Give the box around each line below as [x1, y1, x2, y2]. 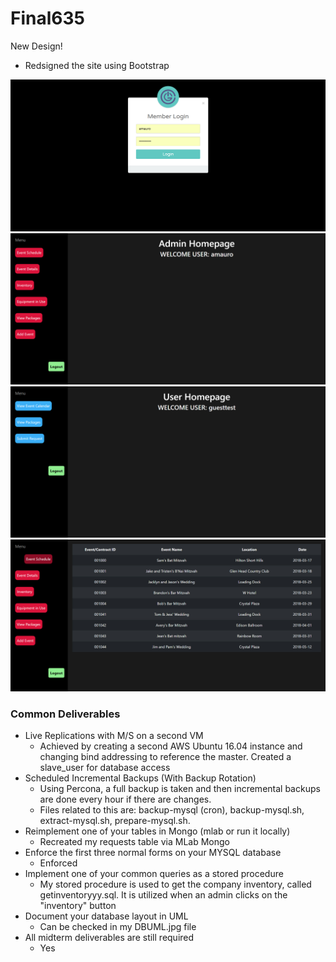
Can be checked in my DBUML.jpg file [39, 921, 197, 933]
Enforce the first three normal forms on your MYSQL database [24, 847, 282, 859]
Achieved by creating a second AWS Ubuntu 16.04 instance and [39, 740, 303, 752]
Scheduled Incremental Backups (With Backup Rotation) [24, 772, 257, 784]
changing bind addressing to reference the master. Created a [39, 751, 292, 763]
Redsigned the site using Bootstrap [24, 59, 170, 71]
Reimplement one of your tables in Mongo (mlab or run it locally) [24, 825, 291, 837]
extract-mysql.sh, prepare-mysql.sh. [39, 815, 191, 827]
